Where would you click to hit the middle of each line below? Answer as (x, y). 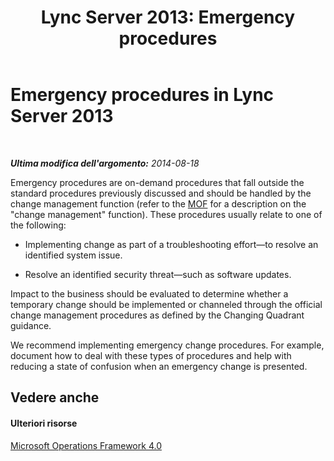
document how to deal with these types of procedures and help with (151, 355)
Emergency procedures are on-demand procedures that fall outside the (157, 182)
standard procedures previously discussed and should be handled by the (161, 193)
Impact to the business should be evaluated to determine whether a (149, 293)
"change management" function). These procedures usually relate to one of (166, 214)
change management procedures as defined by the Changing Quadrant (157, 315)
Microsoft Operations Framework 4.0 (86, 445)
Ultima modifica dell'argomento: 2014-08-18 (105, 163)
